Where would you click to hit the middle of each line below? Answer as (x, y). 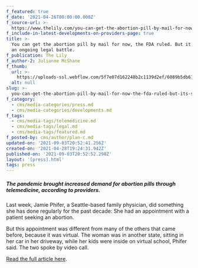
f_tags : (16, 115)
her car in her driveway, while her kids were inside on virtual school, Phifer (97, 241)
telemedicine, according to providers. (53, 190)
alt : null (23, 83)
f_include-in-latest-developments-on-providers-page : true (80, 34)
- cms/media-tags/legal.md (44, 127)
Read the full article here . (37, 259)
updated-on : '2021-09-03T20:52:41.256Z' (57, 143)
